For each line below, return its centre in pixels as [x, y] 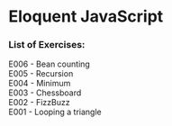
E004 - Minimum [40, 84]
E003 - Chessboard [45, 93]
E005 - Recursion [41, 74]
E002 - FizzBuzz [39, 103]
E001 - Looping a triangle [55, 112]
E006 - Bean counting [50, 64]
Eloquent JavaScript [86, 17]
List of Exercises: [47, 45]
